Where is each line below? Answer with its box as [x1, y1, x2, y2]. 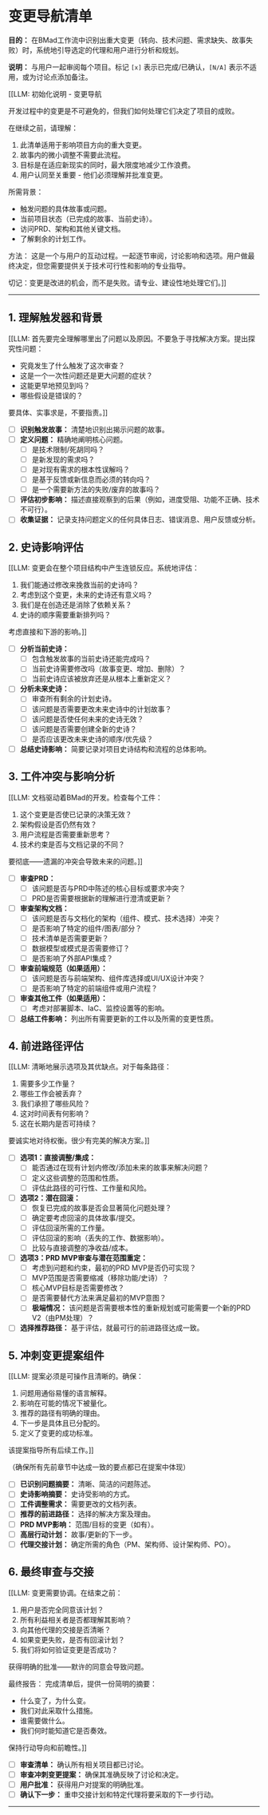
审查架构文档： [19, 904, 69, 913]
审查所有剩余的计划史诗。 [31, 694, 116, 704]
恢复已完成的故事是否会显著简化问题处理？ [31, 1203, 172, 1213]
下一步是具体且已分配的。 [19, 1419, 104, 1428]
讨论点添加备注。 [35, 72, 93, 81]
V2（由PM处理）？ [31, 1313, 94, 1323]
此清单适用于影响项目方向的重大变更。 [19, 140, 146, 149]
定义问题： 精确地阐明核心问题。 [19, 435, 128, 444]
